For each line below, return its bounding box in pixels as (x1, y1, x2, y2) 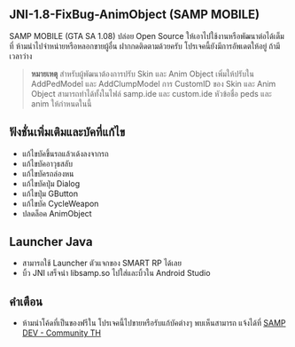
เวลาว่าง (9, 51, 33, 61)
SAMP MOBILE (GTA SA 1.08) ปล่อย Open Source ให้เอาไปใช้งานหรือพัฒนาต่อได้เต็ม (9, 30, 285, 41)
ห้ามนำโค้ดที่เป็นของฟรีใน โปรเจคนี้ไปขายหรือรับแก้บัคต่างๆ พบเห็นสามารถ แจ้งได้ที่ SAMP (21, 318, 286, 328)
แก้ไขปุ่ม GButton (21, 188, 78, 199)
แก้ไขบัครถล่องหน (21, 168, 74, 178)
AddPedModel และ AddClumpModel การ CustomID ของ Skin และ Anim (30, 78, 276, 89)
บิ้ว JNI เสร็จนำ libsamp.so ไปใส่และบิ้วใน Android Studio (21, 268, 211, 279)
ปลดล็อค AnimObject (21, 208, 92, 218)
